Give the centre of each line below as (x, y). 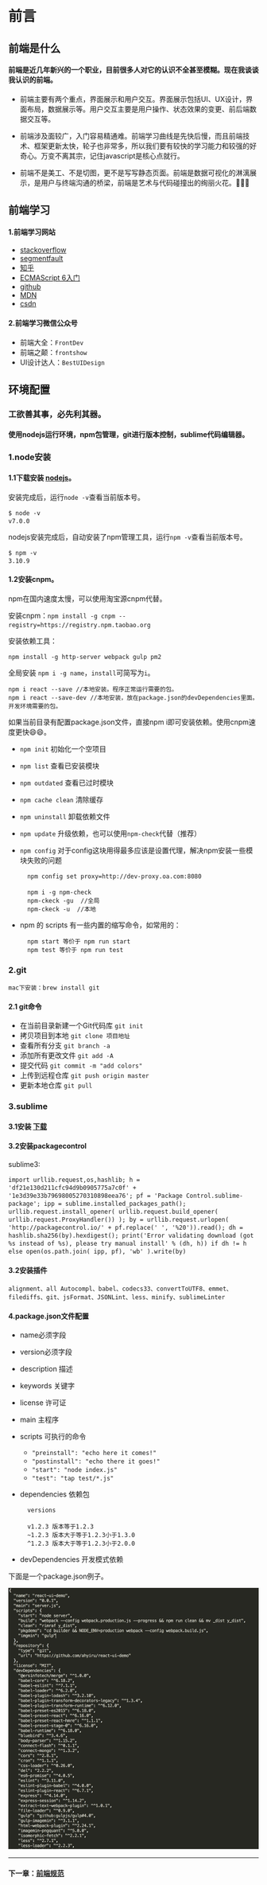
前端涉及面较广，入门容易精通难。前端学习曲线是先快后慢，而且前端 (131, 135)
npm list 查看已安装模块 (60, 766)
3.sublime (28, 1106)
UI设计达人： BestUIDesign (62, 362)
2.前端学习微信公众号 (43, 322)
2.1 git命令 (25, 1006)
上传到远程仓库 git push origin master (84, 1075)
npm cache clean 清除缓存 (62, 799)
